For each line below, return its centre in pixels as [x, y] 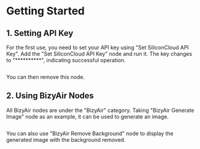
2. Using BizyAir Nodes [50, 96]
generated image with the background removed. [66, 139]
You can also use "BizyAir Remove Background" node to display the [90, 133]
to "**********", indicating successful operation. [66, 60]
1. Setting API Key [40, 33]
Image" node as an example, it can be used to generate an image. [88, 116]
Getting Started [46, 11]
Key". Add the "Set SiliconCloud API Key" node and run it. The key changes [99, 54]
